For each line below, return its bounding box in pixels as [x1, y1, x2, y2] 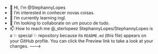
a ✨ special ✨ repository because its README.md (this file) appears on [9, 33, 147, 38]
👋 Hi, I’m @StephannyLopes [9, 5, 66, 10]
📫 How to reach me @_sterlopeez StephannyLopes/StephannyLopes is [9, 26, 153, 31]
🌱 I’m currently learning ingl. [9, 15, 67, 20]
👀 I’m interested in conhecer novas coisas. [9, 10, 95, 16]
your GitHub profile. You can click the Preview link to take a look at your [9, 38, 153, 44]
